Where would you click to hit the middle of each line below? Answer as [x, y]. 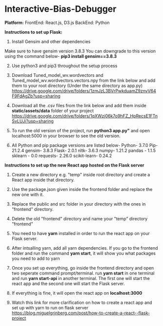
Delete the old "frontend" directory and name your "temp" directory [80, 218]
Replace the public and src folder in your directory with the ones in [79, 204]
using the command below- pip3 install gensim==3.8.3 [61, 56]
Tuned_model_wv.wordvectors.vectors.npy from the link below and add [83, 80]
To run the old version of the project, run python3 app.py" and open [81, 130]
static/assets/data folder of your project [52, 111]
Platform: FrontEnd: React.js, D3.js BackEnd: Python [57, 23]
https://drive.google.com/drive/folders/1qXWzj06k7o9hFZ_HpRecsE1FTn [85, 116]
